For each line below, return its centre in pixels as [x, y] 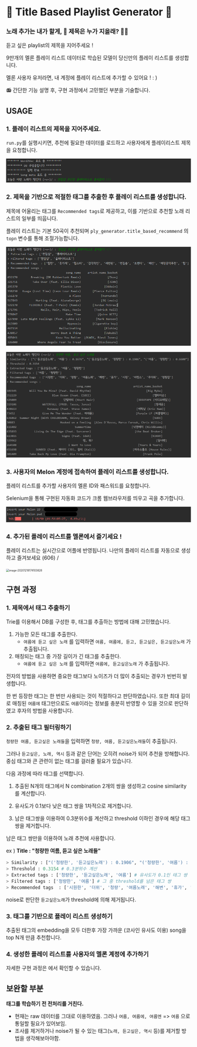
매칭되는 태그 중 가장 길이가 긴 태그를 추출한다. [68, 656]
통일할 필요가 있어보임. [40, 1023]
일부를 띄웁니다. [40, 218]
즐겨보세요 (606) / [38, 558]
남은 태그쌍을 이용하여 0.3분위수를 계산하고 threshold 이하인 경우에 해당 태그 [102, 818]
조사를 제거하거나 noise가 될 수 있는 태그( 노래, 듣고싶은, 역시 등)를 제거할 [97, 1031]
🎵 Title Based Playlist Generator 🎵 [89, 12]
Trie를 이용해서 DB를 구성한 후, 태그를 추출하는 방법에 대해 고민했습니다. [89, 622]
